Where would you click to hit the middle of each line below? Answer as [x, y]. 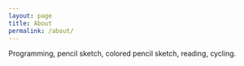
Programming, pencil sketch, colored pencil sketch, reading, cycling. [122, 54]
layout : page [30, 16]
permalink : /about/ [41, 31]
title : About [30, 23]
